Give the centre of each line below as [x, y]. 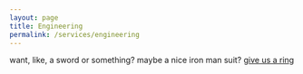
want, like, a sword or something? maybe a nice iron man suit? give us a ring [152, 60]
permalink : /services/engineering [75, 34]
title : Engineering [46, 26]
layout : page [34, 18]
